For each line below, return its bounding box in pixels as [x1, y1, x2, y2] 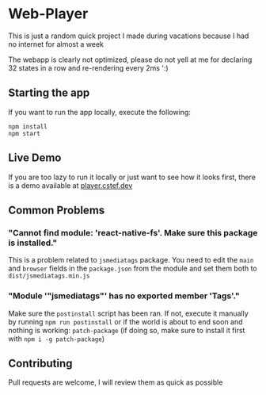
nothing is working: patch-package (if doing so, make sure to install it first [8, 325, 245, 335]
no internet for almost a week [8, 39, 104, 48]
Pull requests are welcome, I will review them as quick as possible [8, 378, 223, 387]
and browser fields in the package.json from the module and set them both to [8, 263, 257, 274]
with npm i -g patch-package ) [8, 334, 105, 343]
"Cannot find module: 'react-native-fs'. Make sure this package [8, 227, 258, 238]
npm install [8, 122, 47, 131]
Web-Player [8, 5, 89, 23]
